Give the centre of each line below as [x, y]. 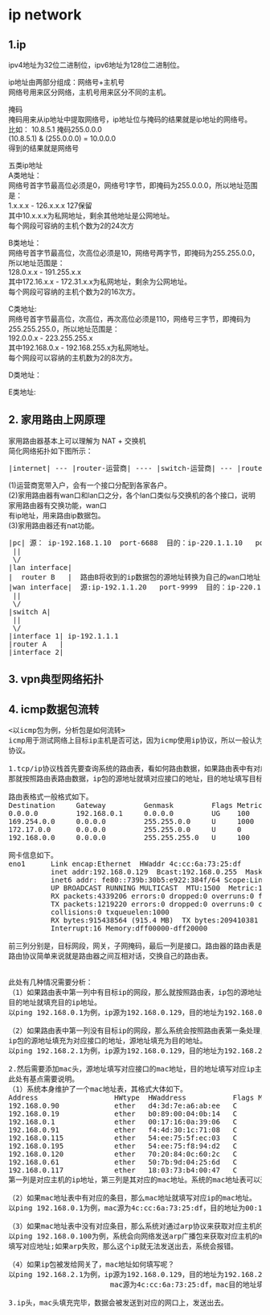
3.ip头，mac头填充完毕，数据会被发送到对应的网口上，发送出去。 [118, 1303]
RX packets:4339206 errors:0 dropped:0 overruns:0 [153, 896]
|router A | [36, 644]
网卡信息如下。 [33, 855]
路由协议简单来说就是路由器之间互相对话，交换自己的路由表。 [110, 956]
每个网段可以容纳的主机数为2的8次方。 [73, 358]
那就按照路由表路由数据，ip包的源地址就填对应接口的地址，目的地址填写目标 [136, 779]
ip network [45, 15]
